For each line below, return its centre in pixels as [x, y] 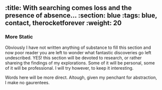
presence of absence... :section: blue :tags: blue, [81, 16]
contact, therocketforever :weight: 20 [63, 23]
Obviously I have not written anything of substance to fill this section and [78, 47]
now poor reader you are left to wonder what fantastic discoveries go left [78, 52]
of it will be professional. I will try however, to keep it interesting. [69, 68]
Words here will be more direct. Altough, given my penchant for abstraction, [81, 77]
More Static [19, 37]
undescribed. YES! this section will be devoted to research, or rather [73, 58]
